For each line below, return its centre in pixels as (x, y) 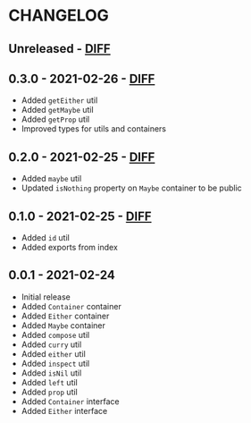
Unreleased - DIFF (59, 49)
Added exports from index (69, 248)
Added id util (46, 238)
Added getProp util (55, 119)
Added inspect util (55, 363)
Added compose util (55, 334)
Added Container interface (70, 401)
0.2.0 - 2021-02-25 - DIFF (82, 157)
